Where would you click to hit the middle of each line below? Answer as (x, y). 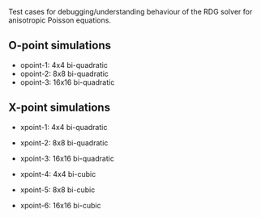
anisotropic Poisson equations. (60, 20)
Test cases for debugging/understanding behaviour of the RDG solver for (130, 12)
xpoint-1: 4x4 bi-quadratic (64, 127)
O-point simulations (60, 46)
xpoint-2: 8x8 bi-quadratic (64, 143)
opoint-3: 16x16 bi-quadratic (67, 82)
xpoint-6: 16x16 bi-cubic (60, 205)
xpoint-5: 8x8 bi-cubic (58, 190)
